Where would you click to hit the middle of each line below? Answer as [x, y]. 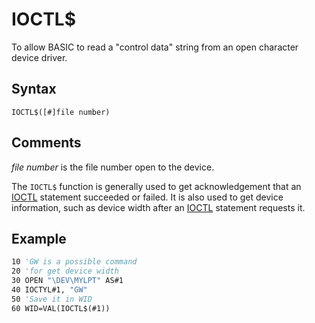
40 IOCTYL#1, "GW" [49, 290]
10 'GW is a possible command [74, 262]
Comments [46, 143]
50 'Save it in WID [52, 299]
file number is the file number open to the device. [113, 167]
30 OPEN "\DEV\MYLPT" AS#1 [67, 281]
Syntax [34, 89]
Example [39, 238]
